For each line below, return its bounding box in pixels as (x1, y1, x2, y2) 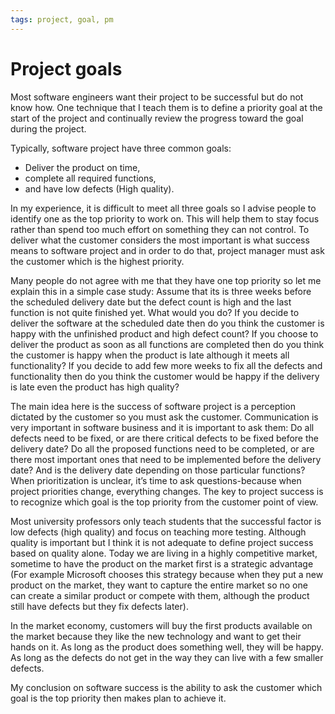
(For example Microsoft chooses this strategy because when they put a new (10, 568, 324, 580)
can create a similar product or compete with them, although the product (10, 589, 310, 601)
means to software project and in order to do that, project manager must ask (10, 244, 325, 256)
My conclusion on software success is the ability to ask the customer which (10, 681, 323, 693)
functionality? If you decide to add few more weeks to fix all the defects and (10, 359, 323, 371)
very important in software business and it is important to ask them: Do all (10, 421, 315, 433)
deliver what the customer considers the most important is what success (10, 234, 310, 246)
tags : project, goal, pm (10, 14, 114, 25)
